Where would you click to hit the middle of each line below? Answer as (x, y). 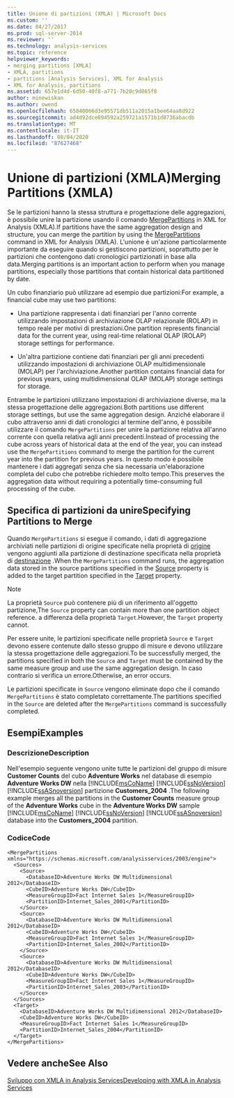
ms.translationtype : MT (42, 124)
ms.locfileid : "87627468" (45, 144)
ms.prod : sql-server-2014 (45, 33)
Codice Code (29, 838)
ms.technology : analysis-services (57, 46)
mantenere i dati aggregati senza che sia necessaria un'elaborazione (106, 467)
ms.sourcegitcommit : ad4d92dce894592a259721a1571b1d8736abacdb (101, 117)
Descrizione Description (48, 753)
